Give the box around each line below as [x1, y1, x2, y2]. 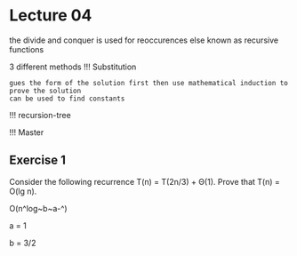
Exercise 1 [9, 153, 67, 168]
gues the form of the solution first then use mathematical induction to [9, 78, 289, 87]
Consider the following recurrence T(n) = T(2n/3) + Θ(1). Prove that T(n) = [9, 176, 280, 187]
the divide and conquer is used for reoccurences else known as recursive [9, 35, 278, 45]
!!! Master [9, 126, 44, 138]
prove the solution [9, 86, 82, 95]
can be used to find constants [9, 94, 125, 103]
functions [9, 44, 44, 54]
